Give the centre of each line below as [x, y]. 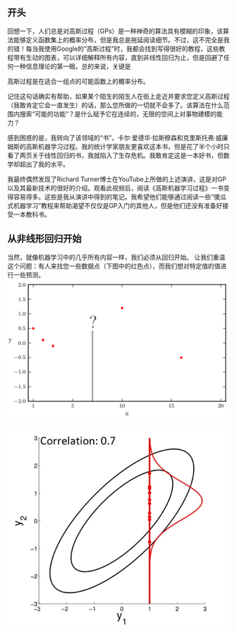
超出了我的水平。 [44, 164]
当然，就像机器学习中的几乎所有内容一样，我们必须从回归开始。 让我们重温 [116, 257]
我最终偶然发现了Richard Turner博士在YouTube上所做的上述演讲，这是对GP [117, 179]
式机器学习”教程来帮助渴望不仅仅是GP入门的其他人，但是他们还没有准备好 [115, 205]
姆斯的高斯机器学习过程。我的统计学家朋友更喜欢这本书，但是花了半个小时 [115, 146]
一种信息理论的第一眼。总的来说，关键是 [72, 66]
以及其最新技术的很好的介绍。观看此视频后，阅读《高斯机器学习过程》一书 [115, 188]
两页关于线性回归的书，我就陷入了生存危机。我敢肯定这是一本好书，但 [121, 155]
